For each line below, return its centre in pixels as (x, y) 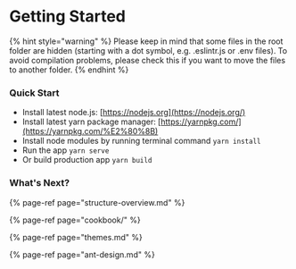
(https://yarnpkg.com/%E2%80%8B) (90, 131)
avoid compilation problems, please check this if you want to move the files (148, 60)
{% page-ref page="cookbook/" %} (75, 220)
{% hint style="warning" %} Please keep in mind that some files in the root (146, 41)
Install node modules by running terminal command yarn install (141, 141)
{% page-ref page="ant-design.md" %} (82, 254)
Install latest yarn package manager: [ (91, 122)
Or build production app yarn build (87, 160)
